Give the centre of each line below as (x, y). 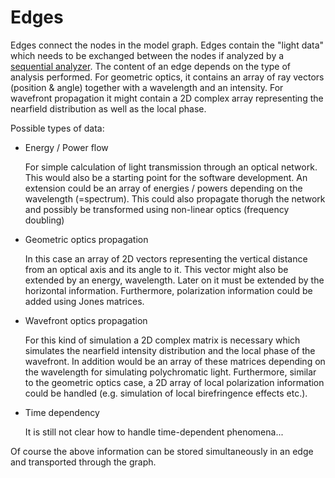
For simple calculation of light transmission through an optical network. (171, 167)
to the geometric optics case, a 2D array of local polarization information (174, 382)
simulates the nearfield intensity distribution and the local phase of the (170, 350)
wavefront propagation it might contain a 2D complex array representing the (167, 98)
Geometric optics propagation (86, 239)
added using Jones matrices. (84, 301)
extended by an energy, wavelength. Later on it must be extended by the (174, 280)
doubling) (44, 220)
